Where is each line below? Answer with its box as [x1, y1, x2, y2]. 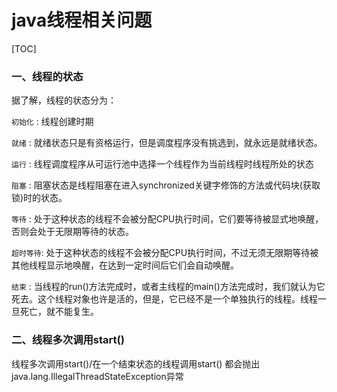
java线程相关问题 [11, 9, 153, 32]
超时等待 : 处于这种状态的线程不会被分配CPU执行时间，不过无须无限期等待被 [11, 247, 319, 259]
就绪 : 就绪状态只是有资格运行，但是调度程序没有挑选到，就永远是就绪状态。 [11, 137, 323, 149]
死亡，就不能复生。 [19, 306, 99, 318]
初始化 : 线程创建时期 [11, 116, 94, 128]
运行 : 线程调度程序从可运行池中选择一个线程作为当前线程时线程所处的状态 [11, 158, 314, 170]
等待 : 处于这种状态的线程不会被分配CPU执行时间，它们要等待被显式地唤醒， [11, 213, 324, 225]
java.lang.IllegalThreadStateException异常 [11, 370, 184, 382]
